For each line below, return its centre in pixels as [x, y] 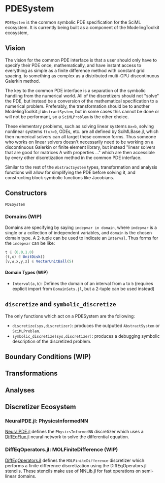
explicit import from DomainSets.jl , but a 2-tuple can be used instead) [83, 289]
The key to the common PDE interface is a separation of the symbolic [75, 90]
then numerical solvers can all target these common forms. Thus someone [81, 136]
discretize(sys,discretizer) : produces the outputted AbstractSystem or [86, 325]
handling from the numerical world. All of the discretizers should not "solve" [82, 96]
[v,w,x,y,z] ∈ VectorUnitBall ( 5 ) [39, 261]
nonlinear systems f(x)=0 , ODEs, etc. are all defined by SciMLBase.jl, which [82, 131]
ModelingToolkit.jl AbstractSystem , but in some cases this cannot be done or [82, 111]
